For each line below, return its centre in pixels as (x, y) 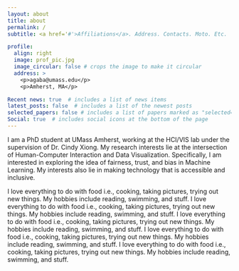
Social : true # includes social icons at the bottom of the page (108, 119)
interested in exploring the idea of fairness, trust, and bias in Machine (109, 162)
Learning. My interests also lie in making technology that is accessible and (116, 170)
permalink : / (27, 27)
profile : (20, 47)
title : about (27, 21)
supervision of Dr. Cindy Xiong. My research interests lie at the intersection (117, 147)
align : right (33, 53)
